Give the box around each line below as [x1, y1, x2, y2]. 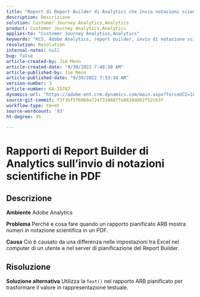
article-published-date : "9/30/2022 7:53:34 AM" [6, 75, 129, 81]
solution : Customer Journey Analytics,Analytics [6, 20, 129, 26]
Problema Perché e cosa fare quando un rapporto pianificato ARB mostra [6, 220, 186, 228]
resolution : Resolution [6, 42, 65, 48]
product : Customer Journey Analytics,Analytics [6, 25, 127, 31]
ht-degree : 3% [6, 113, 42, 119]
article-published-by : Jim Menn [6, 69, 86, 75]
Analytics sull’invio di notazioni [6, 157, 165, 170]
